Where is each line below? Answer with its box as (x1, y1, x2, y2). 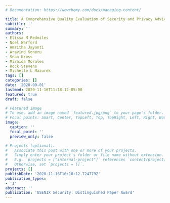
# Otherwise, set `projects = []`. (5, 162, 85, 167)
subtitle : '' (5, 21, 33, 26)
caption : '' (10, 125, 35, 130)
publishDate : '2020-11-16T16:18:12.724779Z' (5, 171, 101, 176)
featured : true (5, 92, 37, 97)
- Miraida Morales (5, 59, 44, 64)
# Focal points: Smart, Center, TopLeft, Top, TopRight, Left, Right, (5, 115, 157, 120)
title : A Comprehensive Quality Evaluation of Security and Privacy (5, 16, 153, 22)
